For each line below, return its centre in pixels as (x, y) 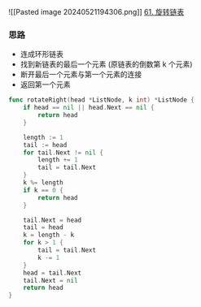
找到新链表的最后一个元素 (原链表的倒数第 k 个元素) (106, 64)
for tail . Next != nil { (63, 153)
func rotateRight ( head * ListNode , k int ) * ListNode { (102, 100)
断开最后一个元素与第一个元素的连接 (81, 75)
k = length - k (49, 235)
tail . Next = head (52, 220)
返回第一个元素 (45, 84)
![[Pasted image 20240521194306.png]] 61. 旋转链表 (96, 12)
